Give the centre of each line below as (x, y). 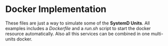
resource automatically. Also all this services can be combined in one (78, 33)
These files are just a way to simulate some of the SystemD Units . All (78, 23)
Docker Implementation (56, 9)
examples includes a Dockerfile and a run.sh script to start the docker (78, 28)
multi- (157, 33)
